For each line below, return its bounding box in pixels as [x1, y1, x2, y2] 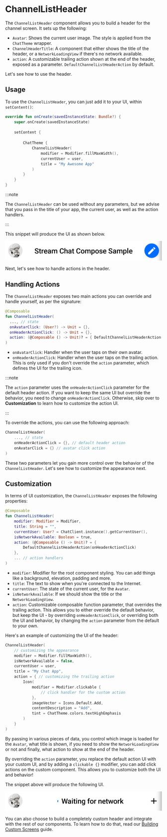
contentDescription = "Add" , [31, 706, 92, 711]
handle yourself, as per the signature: [5, 299, 82, 305]
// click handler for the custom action [40, 690, 126, 695]
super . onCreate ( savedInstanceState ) [14, 120, 90, 124]
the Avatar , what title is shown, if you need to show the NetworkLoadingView [5, 741, 159, 747]
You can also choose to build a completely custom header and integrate [5, 816, 153, 822]
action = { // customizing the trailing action [14, 674, 114, 679]
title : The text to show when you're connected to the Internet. [12, 580, 142, 586]
